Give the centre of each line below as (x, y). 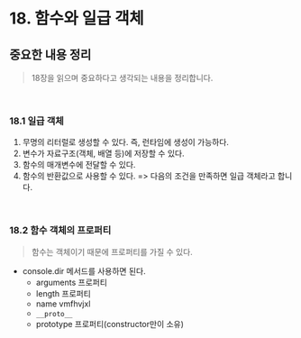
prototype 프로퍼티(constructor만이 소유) (110, 324)
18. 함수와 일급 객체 (77, 18)
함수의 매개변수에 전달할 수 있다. (79, 165)
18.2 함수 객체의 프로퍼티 (60, 231)
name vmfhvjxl (63, 304)
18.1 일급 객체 (37, 121)
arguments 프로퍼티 (72, 282)
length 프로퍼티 (64, 293)
